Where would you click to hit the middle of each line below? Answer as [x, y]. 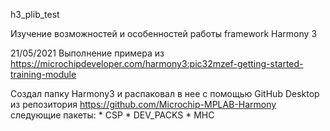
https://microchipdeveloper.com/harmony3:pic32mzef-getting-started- [157, 63]
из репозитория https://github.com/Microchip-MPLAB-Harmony [143, 104]
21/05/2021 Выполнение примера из [87, 53]
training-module [43, 74]
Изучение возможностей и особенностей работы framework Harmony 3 [164, 33]
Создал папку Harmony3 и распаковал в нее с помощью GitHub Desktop [165, 93]
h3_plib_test [35, 14]
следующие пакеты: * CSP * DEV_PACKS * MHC [112, 115]
